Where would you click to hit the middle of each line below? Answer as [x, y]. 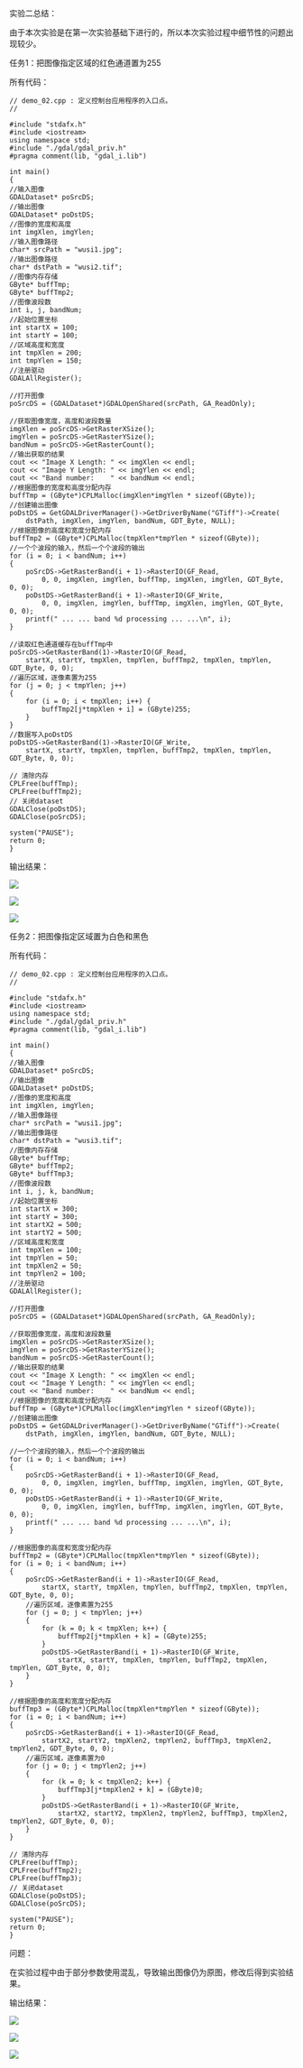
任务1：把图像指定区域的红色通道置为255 [85, 63]
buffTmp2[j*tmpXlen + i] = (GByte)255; [117, 709]
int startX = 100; [44, 328]
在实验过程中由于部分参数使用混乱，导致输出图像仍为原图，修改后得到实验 [147, 1972]
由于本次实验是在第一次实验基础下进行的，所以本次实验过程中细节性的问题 [147, 32]
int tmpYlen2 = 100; [48, 1274]
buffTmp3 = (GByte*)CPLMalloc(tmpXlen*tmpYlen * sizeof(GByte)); [134, 1709]
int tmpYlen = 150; [46, 361]
